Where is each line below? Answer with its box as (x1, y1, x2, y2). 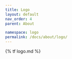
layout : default (5, 12, 39, 17)
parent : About (5, 21, 35, 26)
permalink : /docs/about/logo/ (5, 35, 68, 40)
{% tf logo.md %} (5, 48, 41, 54)
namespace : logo (5, 30, 39, 35)
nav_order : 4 (5, 16, 32, 21)
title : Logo (5, 7, 30, 12)
